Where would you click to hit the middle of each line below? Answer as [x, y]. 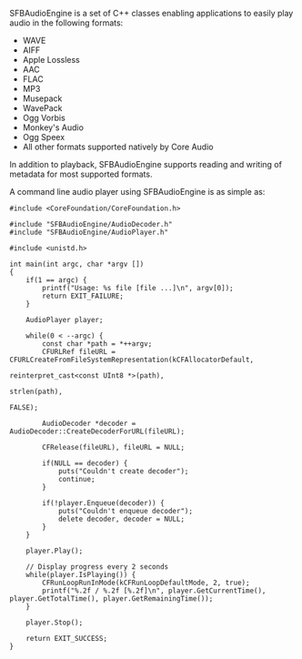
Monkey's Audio [53, 127]
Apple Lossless [51, 60]
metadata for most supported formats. [81, 174]
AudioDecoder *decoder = [89, 423]
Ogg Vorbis [44, 118]
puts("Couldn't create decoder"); [123, 471]
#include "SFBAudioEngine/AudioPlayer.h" [89, 232]
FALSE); [24, 408]
